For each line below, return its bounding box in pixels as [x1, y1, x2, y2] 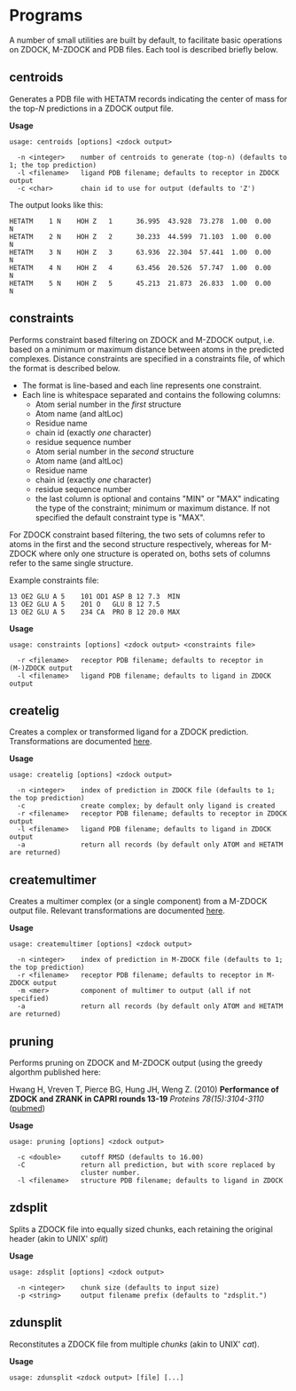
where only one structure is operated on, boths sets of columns [38, 548, 271, 559]
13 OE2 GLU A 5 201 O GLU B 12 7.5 [9, 600, 161, 608]
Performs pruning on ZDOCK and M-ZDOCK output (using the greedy [9, 1058, 263, 1068]
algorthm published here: [9, 1067, 101, 1077]
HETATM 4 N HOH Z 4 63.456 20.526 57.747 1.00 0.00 [9, 263, 272, 272]
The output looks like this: [9, 199, 104, 210]
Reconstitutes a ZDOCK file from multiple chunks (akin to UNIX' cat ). [9, 1339, 260, 1349]
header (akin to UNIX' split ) [9, 1233, 109, 1244]
